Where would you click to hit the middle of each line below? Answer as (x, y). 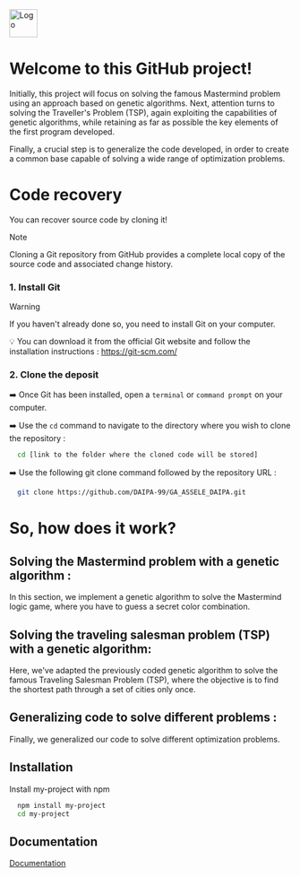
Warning (25, 307)
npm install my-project (61, 805)
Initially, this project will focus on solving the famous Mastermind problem (145, 93)
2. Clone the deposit (54, 375)
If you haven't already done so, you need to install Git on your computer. (142, 324)
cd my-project (43, 814)
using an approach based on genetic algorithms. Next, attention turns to (142, 103)
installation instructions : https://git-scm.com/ (93, 352)
